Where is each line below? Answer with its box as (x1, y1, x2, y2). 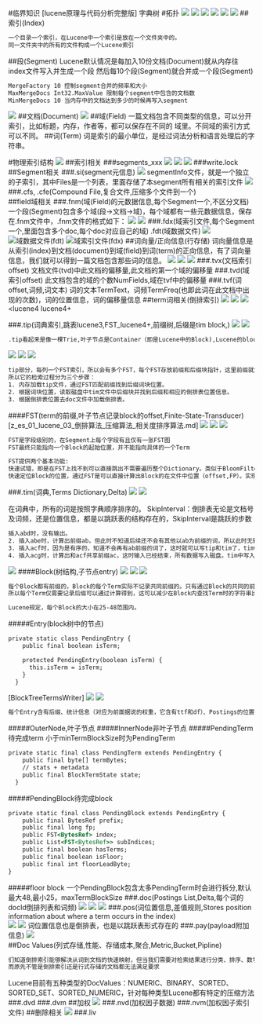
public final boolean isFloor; (22, 853, 124, 861)
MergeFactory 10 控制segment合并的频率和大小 (8, 82, 147, 90)
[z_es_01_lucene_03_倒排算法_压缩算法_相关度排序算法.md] (8, 420, 199, 430)
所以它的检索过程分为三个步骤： (8, 374, 96, 382)
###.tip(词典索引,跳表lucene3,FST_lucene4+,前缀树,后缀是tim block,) (8, 320, 231, 330)
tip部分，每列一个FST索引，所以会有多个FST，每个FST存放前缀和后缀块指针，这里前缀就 (8, 366, 254, 375)
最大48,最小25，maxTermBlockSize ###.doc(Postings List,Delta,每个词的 (8, 892, 244, 902)
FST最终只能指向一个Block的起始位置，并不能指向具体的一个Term (8, 444, 190, 452)
